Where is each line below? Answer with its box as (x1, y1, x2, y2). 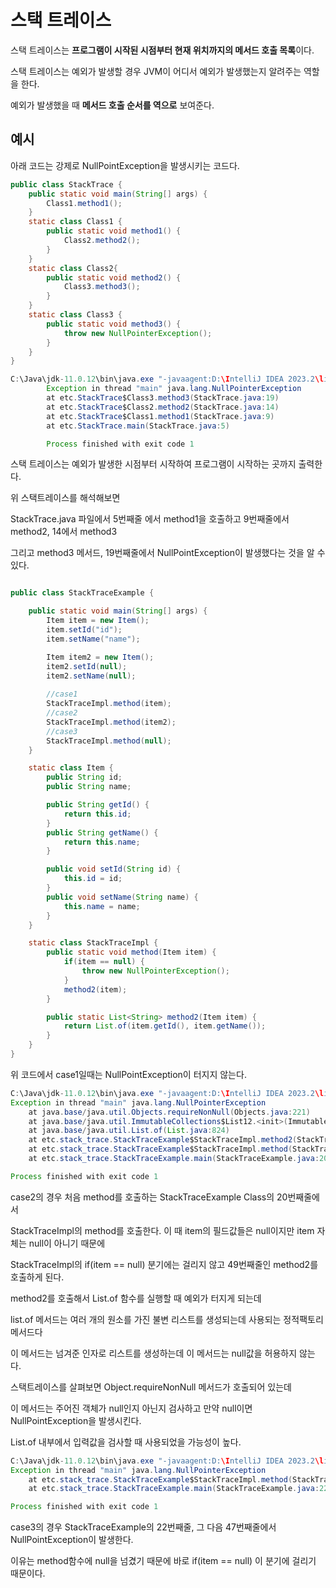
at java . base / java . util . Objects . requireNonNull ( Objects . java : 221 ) (28, 1107, 311, 1117)
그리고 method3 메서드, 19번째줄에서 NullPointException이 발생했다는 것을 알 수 (10, 547, 326, 559)
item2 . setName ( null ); (46, 671, 137, 681)
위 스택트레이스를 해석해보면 (10, 492, 121, 504)
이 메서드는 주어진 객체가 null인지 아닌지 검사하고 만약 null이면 (10, 1402, 253, 1414)
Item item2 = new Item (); (46, 652, 155, 662)
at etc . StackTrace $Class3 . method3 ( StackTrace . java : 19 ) (46, 393, 280, 403)
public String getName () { (46, 827, 159, 838)
